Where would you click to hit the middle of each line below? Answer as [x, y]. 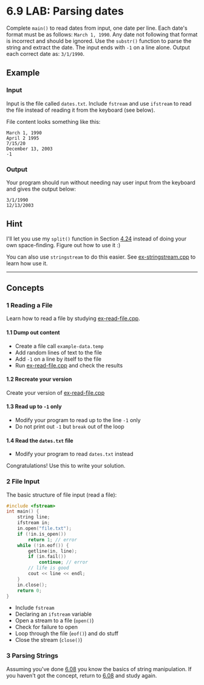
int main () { [23, 511]
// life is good [49, 568]
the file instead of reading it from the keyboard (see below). [81, 110]
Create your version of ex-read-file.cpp [56, 392]
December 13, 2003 [29, 149]
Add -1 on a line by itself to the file [58, 359]
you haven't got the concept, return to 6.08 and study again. [82, 675]
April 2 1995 [23, 138]
